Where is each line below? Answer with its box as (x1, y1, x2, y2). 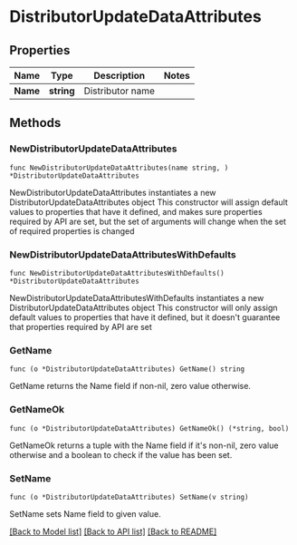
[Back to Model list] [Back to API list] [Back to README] (9, 526, 217, 537)
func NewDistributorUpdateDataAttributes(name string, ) (9, 163, 229, 172)
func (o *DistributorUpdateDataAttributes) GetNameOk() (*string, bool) (9, 423, 290, 433)
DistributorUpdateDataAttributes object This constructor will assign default (9, 197, 288, 208)
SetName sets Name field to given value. (9, 508, 161, 519)
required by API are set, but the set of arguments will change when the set (9, 216, 287, 227)
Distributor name (83, 84, 156, 97)
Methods (9, 115, 62, 131)
